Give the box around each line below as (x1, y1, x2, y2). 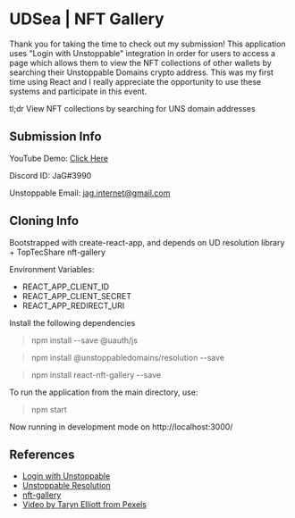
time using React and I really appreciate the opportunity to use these (9, 76, 262, 87)
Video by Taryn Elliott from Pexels (21, 499, 147, 510)
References (9, 447, 75, 462)
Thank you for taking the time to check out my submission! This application (9, 38, 286, 49)
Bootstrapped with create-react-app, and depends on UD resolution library (9, 237, 285, 247)
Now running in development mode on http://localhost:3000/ (9, 421, 233, 432)
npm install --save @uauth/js (30, 335, 139, 346)
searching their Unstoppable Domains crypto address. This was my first (9, 67, 274, 78)
